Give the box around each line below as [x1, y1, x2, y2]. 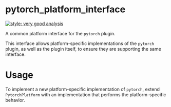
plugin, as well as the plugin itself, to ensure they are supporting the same [5, 46, 162, 52]
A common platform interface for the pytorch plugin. [5, 30, 116, 36]
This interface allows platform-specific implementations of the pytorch [5, 40, 155, 47]
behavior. [5, 97, 25, 103]
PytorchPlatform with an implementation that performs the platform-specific [5, 91, 166, 98]
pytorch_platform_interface [5, 4, 126, 15]
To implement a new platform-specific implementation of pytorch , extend [5, 86, 160, 92]
